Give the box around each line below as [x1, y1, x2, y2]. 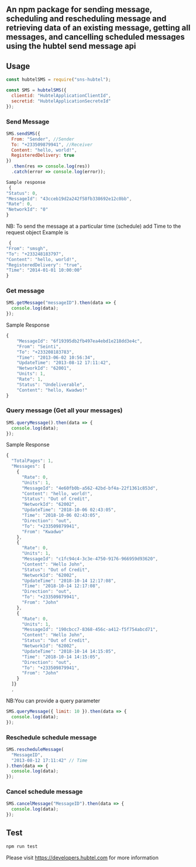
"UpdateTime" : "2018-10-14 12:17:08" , [21, 578, 116, 584]
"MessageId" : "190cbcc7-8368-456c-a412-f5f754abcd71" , [21, 626, 159, 633]
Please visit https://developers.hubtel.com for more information [6, 854, 159, 861]
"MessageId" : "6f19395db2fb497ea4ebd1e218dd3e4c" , [16, 338, 143, 344]
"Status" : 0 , [6, 190, 38, 196]
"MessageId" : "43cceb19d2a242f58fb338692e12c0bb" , [6, 196, 132, 201]
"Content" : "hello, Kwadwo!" [16, 387, 88, 393]
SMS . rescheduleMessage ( [6, 746, 64, 752]
